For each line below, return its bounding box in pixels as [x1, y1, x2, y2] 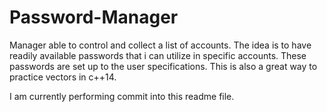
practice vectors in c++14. [9, 71, 117, 83]
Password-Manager [9, 6, 179, 29]
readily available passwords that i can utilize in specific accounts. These [9, 49, 307, 61]
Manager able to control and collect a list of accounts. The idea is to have [9, 39, 312, 51]
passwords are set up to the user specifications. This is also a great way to [9, 60, 318, 72]
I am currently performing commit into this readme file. [9, 90, 235, 102]
